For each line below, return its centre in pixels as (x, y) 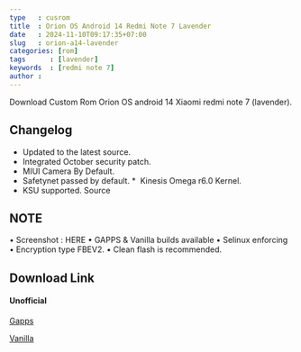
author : (26, 77)
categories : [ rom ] (44, 51)
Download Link (52, 278)
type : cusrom (40, 18)
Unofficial (28, 301)
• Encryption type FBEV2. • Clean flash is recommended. (116, 249)
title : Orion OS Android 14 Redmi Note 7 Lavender (110, 26)
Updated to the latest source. (77, 152)
